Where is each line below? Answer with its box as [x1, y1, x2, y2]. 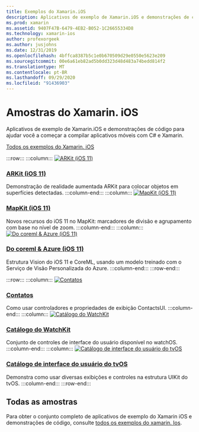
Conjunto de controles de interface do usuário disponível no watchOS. [6, 339, 178, 346]
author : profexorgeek [6, 36, 60, 42]
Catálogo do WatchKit [6, 325, 71, 334]
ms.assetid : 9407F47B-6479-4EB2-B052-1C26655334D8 [6, 25, 134, 31]
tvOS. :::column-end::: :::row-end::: [6, 380, 91, 387]
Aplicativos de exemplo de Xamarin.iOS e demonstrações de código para [6, 125, 185, 132]
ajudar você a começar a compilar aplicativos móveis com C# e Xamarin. [6, 132, 184, 139]
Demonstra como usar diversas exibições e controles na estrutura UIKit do [6, 373, 188, 380]
